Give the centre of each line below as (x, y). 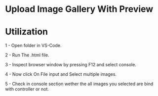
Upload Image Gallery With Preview (79, 9)
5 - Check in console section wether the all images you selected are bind (79, 84)
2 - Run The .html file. (27, 55)
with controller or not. (27, 89)
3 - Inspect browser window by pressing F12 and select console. (71, 65)
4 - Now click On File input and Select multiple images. (61, 74)
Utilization (27, 32)
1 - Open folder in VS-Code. (33, 46)
